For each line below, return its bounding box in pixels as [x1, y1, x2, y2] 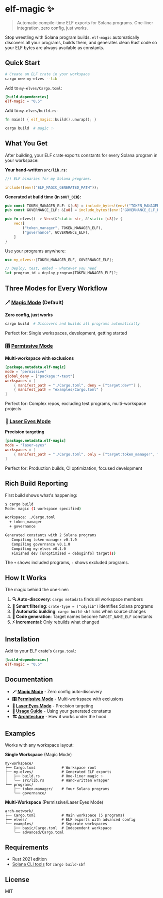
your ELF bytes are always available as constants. [5, 45, 104, 51]
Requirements [5, 843, 49, 851]
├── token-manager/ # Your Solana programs [14, 787, 110, 792]
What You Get [5, 140, 48, 148]
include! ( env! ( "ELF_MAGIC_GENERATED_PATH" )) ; [5, 185, 98, 190]
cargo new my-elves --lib [5, 76, 57, 81]
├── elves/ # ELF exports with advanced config [5, 817, 136, 822]
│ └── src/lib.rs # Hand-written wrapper [5, 778, 110, 783]
